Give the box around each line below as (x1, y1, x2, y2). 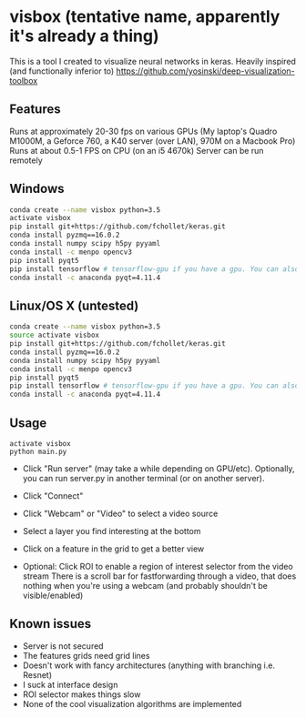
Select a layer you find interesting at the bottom (22, 525, 201, 536)
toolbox (9, 75, 38, 86)
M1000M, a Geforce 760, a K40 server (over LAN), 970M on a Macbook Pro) (9, 135, 296, 147)
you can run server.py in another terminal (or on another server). (22, 472, 265, 483)
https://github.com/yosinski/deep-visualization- (116, 66, 295, 76)
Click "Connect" (22, 490, 84, 501)
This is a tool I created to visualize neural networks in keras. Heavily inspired (9, 56, 296, 66)
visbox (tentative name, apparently (9, 6, 280, 27)
